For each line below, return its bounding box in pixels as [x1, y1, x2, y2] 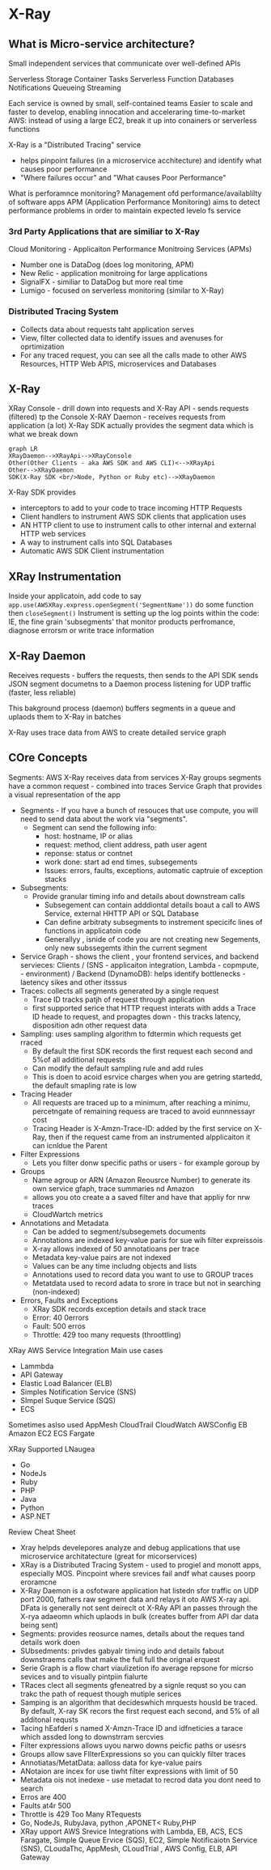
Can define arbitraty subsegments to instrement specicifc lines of [44, 917, 263, 927]
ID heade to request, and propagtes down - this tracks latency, [32, 1011, 241, 1021]
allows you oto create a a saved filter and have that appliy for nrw [32, 1192, 251, 1202]
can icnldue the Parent [32, 1140, 108, 1150]
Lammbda [19, 1361, 54, 1371]
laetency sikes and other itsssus [19, 977, 128, 987]
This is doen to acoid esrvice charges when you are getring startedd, [32, 1071, 263, 1081]
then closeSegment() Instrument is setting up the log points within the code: [8, 608, 260, 618]
